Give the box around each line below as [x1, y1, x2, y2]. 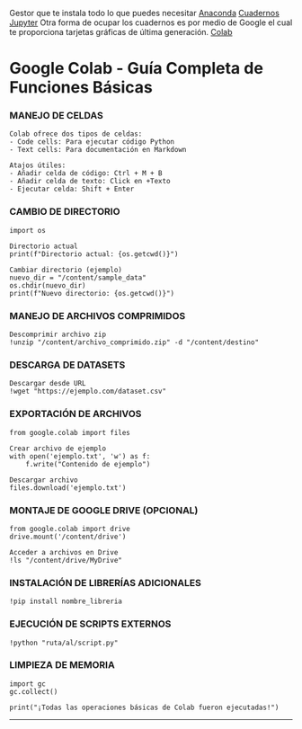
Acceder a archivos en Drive [9, 547, 119, 556]
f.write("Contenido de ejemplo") [25, 459, 151, 468]
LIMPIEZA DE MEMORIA [9, 659, 115, 671]
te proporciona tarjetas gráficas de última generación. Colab [9, 27, 233, 37]
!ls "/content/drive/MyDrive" [9, 556, 123, 565]
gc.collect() [9, 687, 58, 696]
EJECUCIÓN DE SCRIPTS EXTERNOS [9, 618, 172, 630]
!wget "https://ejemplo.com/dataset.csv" [9, 387, 167, 396]
